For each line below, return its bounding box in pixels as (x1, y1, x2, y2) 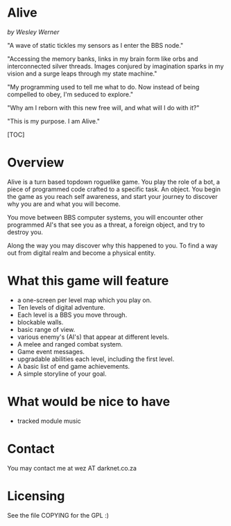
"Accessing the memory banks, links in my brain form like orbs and (7, 54, 198, 63)
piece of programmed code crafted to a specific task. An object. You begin (7, 185, 221, 193)
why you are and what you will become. (7, 200, 121, 208)
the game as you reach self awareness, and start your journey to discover (7, 192, 219, 200)
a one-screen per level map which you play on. (17, 296, 152, 304)
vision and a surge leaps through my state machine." (7, 69, 157, 78)
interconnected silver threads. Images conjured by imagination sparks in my (7, 62, 224, 70)
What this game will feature (7, 273, 169, 289)
